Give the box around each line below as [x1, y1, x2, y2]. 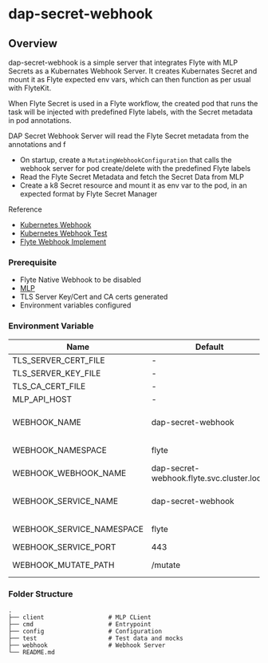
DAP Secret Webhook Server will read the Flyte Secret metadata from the [8, 131, 250, 141]
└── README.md [8, 648, 56, 656]
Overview [8, 37, 58, 50]
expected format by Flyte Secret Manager [19, 189, 158, 198]
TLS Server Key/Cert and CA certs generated [19, 292, 168, 302]
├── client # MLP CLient [8, 613, 152, 621]
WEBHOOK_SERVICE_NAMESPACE [12, 523, 144, 534]
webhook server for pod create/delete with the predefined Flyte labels [19, 164, 251, 173]
